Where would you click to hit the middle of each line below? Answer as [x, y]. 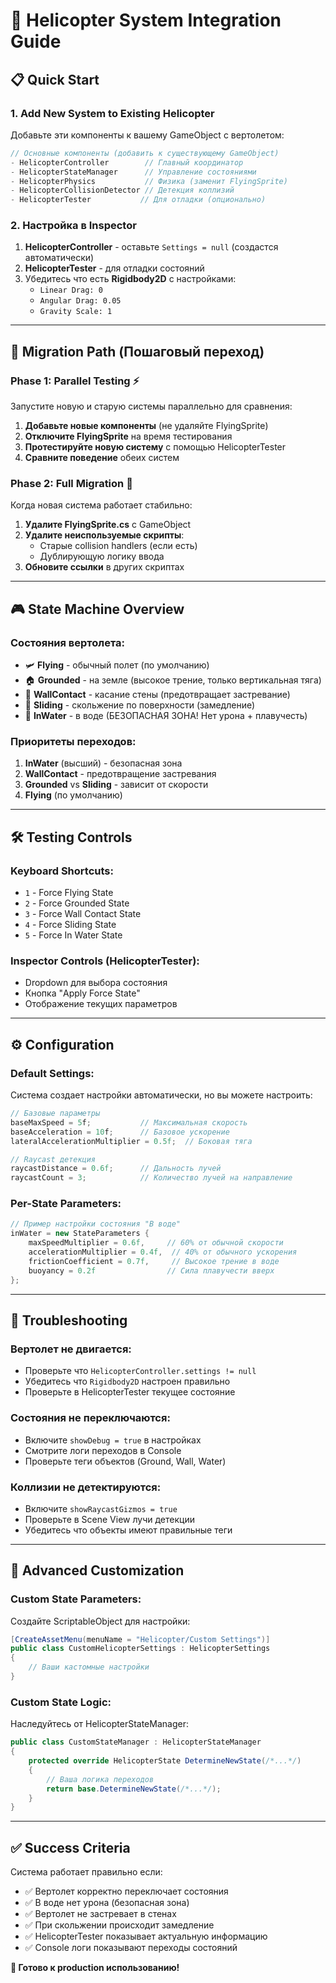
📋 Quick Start [55, 79]
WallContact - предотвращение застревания [120, 774]
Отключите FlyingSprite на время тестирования [128, 436]
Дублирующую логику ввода [102, 556]
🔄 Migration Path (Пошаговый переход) [137, 351]
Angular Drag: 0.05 [80, 301]
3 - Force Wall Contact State [83, 914]
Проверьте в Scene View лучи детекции [109, 1519]
